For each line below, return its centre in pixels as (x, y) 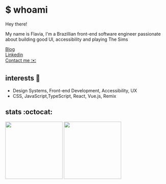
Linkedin (14, 55)
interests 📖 (23, 78)
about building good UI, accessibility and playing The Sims (67, 39)
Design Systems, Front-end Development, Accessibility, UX (75, 90)
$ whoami (27, 10)
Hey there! (16, 24)
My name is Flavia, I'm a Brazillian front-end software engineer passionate (83, 34)
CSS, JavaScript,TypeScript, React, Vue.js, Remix (64, 96)
